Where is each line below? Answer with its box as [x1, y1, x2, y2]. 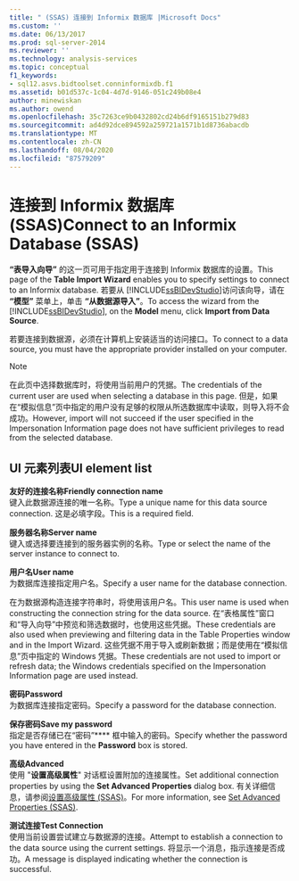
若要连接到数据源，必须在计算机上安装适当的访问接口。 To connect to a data [9, 333, 288, 344]
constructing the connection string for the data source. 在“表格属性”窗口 [9, 608, 275, 619]
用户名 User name [9, 567, 74, 578]
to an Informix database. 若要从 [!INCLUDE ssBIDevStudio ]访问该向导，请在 [9, 284, 286, 295]
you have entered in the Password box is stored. [9, 740, 188, 751]
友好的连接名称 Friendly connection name [9, 486, 163, 497]
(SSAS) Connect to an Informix [9, 215, 237, 235]
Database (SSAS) [9, 234, 140, 254]
